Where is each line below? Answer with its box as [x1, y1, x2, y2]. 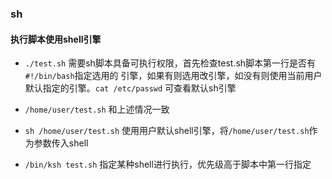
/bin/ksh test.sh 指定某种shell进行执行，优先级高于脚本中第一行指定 [24, 158, 312, 171]
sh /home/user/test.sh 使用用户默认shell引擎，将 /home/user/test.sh [24, 125, 310, 137]
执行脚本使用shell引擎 [10, 33, 102, 45]
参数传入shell [33, 137, 89, 149]
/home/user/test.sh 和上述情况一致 [24, 103, 170, 116]
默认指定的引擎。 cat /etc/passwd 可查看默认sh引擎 [24, 82, 237, 94]
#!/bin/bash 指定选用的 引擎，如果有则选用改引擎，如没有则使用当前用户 [24, 70, 323, 82]
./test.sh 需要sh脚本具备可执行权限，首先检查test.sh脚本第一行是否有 [24, 57, 317, 69]
